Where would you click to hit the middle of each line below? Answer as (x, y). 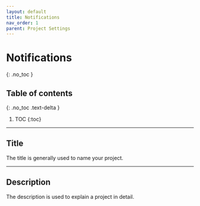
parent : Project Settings (38, 28)
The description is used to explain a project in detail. (70, 196)
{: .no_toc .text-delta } (33, 107)
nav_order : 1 (22, 23)
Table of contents (39, 93)
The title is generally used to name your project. (65, 158)
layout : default (26, 12)
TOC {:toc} (28, 119)
